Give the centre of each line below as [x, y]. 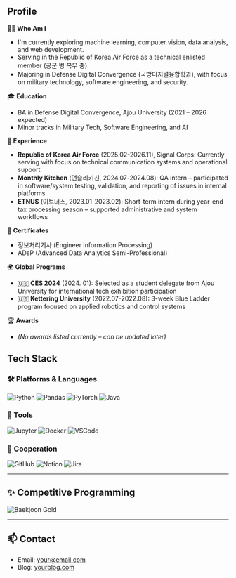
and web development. [51, 49]
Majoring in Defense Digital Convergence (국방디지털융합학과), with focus [122, 74]
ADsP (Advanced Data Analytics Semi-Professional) [92, 253]
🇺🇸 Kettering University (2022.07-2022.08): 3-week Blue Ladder [114, 298]
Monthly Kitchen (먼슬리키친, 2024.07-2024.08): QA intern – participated [123, 178]
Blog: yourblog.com [46, 567]
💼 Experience [27, 140]
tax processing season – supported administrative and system [107, 209]
